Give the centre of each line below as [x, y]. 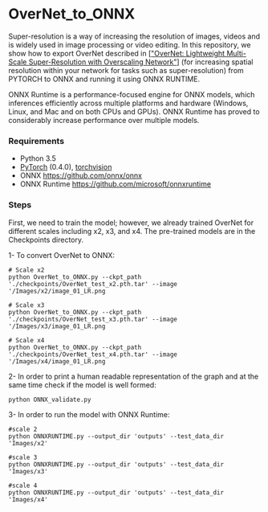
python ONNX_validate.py [50, 399]
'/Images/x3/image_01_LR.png [57, 326]
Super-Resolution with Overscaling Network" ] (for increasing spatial [141, 62]
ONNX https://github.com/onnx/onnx [81, 176]
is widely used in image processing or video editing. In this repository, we [130, 44]
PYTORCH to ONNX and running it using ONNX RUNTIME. [104, 79]
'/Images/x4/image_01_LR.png [57, 361]
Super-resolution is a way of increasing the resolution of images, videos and [134, 36]
